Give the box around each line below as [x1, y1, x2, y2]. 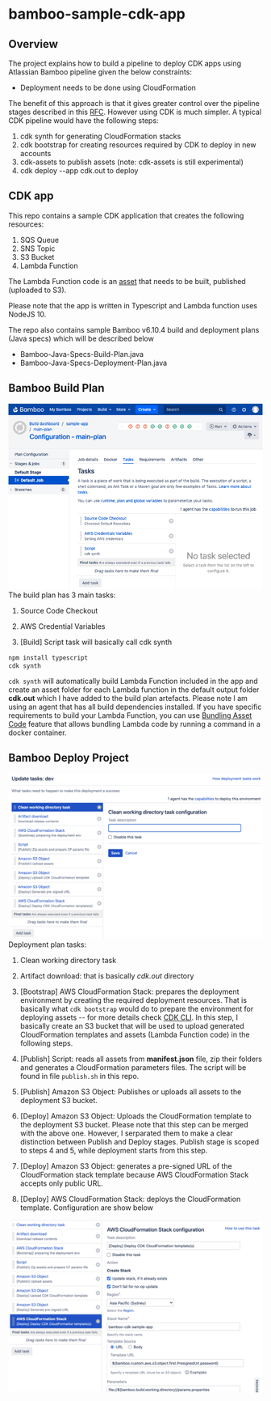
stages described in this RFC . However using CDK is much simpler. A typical [8, 107, 262, 117]
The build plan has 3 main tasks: [8, 590, 116, 600]
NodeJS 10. [8, 309, 47, 319]
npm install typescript [8, 653, 89, 662]
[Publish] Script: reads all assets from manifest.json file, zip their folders [19, 1054, 263, 1064]
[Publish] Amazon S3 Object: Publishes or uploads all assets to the [19, 1087, 242, 1097]
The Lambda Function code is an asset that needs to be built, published [8, 276, 246, 286]
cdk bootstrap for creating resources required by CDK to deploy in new [19, 140, 256, 150]
